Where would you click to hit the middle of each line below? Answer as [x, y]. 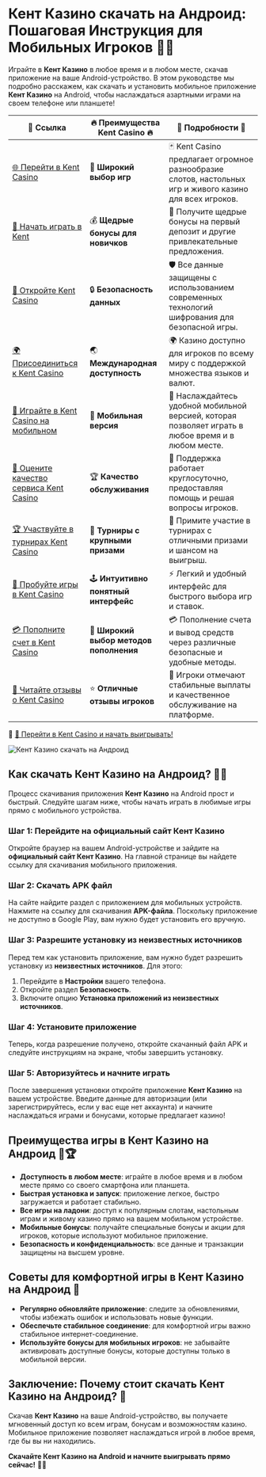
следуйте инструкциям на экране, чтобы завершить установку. [116, 1052]
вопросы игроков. [204, 508]
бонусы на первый [205, 221]
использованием [202, 287]
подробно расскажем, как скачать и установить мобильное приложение [132, 86]
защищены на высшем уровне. [72, 1253]
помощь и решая [201, 497]
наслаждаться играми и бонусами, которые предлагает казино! [117, 1115]
